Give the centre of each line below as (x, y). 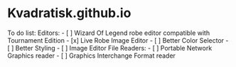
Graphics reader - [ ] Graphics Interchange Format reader (92, 56)
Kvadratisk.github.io (69, 13)
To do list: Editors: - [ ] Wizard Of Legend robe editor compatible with (109, 33)
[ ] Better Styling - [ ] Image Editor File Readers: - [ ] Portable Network (110, 48)
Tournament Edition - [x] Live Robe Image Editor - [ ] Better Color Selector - (118, 40)
